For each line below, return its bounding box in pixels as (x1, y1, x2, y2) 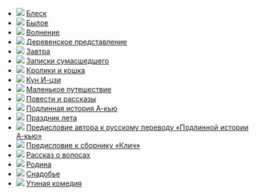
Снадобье (26, 169, 61, 178)
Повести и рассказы (26, 94, 97, 103)
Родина (26, 160, 52, 169)
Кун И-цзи (26, 75, 62, 84)
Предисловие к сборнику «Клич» (26, 141, 141, 150)
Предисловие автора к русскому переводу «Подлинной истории (26, 122, 249, 132)
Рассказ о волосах (26, 150, 90, 159)
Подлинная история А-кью (26, 104, 118, 113)
